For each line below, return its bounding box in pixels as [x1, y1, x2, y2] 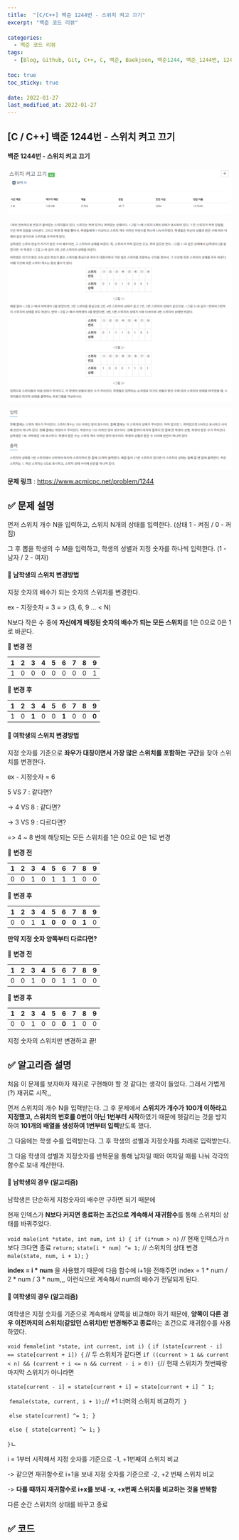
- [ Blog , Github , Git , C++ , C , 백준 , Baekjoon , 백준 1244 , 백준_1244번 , [14, 57, 221, 64]
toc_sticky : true [7, 79, 59, 86]
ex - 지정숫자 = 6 [7, 772, 55, 781]
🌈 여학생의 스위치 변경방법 [7, 731, 80, 740]
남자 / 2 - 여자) [7, 552, 49, 562]
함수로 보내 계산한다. [7, 1161, 65, 1169]
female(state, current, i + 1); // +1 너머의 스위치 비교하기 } [9, 1396, 187, 1405]
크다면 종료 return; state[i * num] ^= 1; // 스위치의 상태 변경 [20, 1243, 198, 1252]
